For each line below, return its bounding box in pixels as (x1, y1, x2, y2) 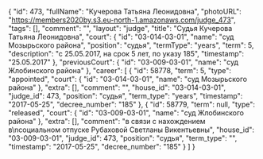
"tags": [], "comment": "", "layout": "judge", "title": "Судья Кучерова (8, 24, 233, 33)
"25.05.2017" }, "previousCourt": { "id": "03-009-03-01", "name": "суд (8, 57, 238, 67)
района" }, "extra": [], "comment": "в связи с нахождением (8, 117, 206, 126)
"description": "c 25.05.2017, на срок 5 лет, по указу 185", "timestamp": (8, 49, 245, 58)
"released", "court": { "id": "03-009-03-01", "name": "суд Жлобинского (8, 108, 245, 118)
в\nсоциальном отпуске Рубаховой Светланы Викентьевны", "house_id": (8, 125, 255, 134)
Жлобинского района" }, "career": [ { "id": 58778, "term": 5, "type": (8, 66, 232, 75)
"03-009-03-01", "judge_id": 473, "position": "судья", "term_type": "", (8, 134, 238, 142)
